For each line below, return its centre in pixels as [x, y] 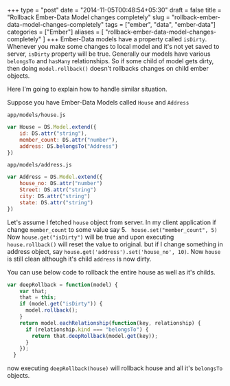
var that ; [34, 291]
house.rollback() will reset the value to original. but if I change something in [115, 244]
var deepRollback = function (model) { [62, 285]
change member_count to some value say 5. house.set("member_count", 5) [112, 229]
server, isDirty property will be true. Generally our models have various [109, 54]
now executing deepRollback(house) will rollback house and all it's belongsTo [115, 368]
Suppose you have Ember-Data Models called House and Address [98, 102]
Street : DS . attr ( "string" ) [58, 190]
